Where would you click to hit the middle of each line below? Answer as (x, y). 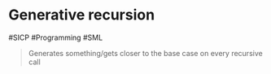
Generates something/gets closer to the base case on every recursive (145, 53)
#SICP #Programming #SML (56, 37)
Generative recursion (82, 15)
